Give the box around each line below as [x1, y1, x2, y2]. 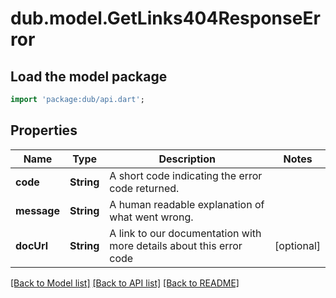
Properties [10, 122, 78, 139]
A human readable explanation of [109, 197, 265, 211]
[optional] [274, 238, 321, 252]
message [15, 203, 60, 217]
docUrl [15, 238, 49, 252]
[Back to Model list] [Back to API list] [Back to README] [10, 277, 240, 289]
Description [158, 152, 216, 166]
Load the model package [10, 68, 168, 85]
